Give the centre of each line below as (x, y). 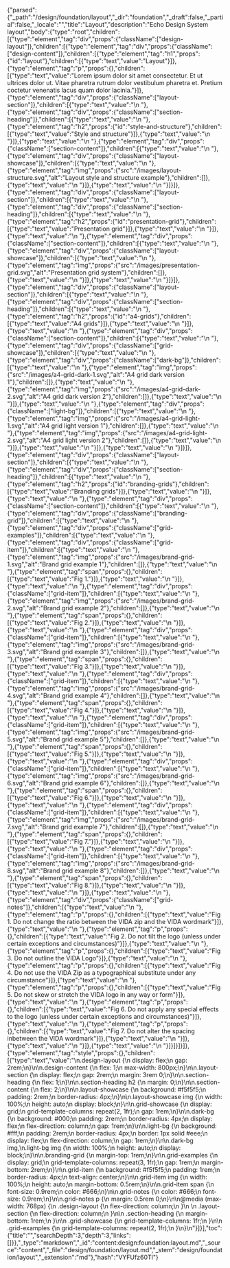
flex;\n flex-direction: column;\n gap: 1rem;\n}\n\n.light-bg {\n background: (112, 1126)
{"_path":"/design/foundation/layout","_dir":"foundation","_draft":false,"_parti (115, 17)
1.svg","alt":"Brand (33, 564)
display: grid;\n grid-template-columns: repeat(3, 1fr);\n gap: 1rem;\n (104, 1162)
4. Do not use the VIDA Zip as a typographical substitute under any (102, 973)
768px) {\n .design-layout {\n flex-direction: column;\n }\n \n (112, 1206)
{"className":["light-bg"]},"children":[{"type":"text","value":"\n (97, 411)
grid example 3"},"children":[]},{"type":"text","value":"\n (140, 652)
